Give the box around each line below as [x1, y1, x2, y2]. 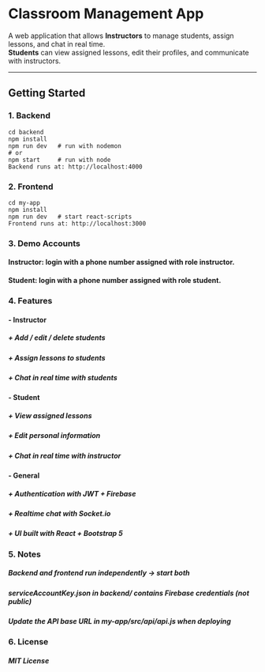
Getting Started [8, 86, 86, 100]
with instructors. [8, 56, 62, 66]
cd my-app [8, 198, 41, 206]
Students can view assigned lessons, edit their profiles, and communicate [8, 47, 250, 57]
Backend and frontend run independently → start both [8, 568, 191, 578]
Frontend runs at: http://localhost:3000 [8, 219, 147, 228]
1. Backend [8, 110, 51, 121]
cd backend [8, 128, 44, 136]
